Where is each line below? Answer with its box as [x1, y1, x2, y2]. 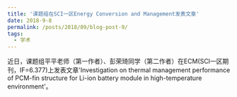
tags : [7, 30, 23, 38]
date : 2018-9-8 [7, 17, 52, 24]
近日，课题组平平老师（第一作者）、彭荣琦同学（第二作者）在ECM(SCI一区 [7, 57, 223, 66]
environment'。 [7, 82, 52, 91]
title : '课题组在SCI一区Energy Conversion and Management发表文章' [7, 10, 200, 18]
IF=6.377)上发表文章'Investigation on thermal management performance [19, 66, 231, 74]
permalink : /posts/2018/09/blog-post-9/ [7, 23, 129, 30]
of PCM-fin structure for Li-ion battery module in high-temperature [7, 74, 202, 82]
